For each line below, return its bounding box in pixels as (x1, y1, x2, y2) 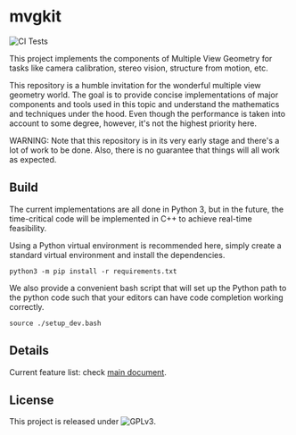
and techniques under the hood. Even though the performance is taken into (9, 108, 286, 119)
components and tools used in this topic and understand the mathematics (9, 98, 280, 109)
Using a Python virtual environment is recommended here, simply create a (9, 239, 283, 251)
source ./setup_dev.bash (9, 319, 102, 328)
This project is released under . (9, 416, 157, 427)
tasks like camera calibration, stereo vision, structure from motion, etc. (9, 63, 269, 73)
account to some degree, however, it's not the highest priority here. (9, 118, 257, 129)
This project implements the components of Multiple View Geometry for (9, 53, 273, 63)
